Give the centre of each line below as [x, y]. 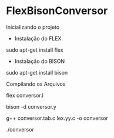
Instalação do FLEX [38, 38]
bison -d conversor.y [31, 106]
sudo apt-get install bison [37, 72]
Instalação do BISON [40, 61]
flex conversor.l [25, 95]
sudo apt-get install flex [35, 50]
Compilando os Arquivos [36, 84]
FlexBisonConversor [57, 11]
